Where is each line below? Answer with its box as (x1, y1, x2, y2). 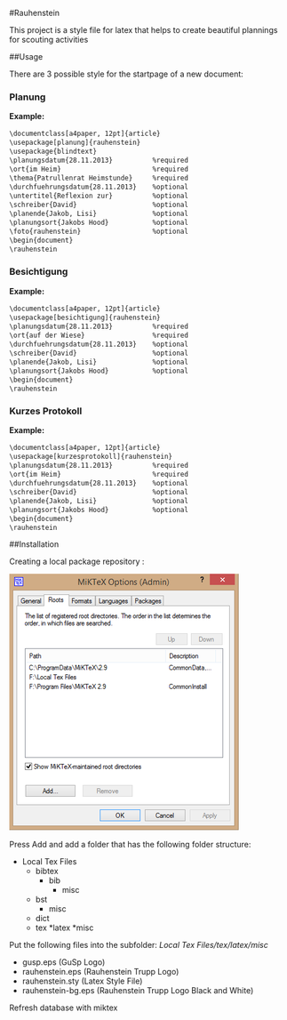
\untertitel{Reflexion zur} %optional (9, 191, 189, 201)
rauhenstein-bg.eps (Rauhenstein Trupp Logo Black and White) (21, 984, 254, 995)
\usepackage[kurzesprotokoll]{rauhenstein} (9, 452, 173, 461)
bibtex (35, 865, 60, 876)
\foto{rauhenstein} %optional (9, 227, 189, 237)
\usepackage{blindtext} (9, 147, 98, 157)
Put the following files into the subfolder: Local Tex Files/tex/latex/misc (9, 939, 268, 950)
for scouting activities (9, 35, 89, 44)
